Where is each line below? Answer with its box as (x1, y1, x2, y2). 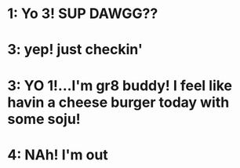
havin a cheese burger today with (7, 93, 230, 111)
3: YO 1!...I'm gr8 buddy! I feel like (7, 76, 233, 94)
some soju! (7, 110, 82, 128)
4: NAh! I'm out (7, 146, 109, 163)
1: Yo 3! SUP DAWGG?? (7, 5, 158, 23)
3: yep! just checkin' (7, 41, 143, 59)
